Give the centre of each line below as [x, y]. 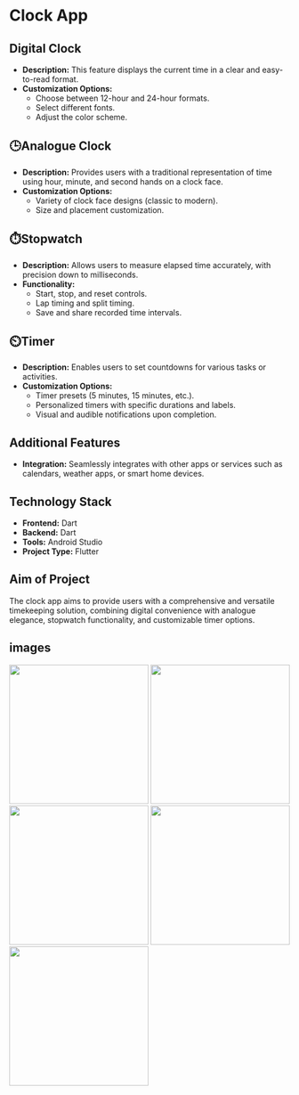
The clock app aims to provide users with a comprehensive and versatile [142, 601]
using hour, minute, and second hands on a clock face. [123, 181]
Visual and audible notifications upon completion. [126, 414]
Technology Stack [61, 501]
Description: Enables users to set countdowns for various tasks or [144, 367]
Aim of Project [50, 580]
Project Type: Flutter [61, 552]
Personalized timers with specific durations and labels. [135, 405]
